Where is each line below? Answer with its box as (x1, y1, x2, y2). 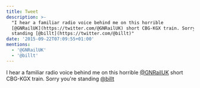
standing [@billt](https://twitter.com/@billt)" (11, 31, 135, 37)
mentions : (6, 42, 31, 48)
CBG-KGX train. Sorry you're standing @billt (6, 75, 115, 82)
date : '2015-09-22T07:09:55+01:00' (6, 36, 95, 42)
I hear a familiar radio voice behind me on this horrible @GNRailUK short (6, 69, 183, 76)
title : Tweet (6, 8, 39, 15)
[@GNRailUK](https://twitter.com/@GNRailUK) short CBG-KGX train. (11, 25, 180, 31)
